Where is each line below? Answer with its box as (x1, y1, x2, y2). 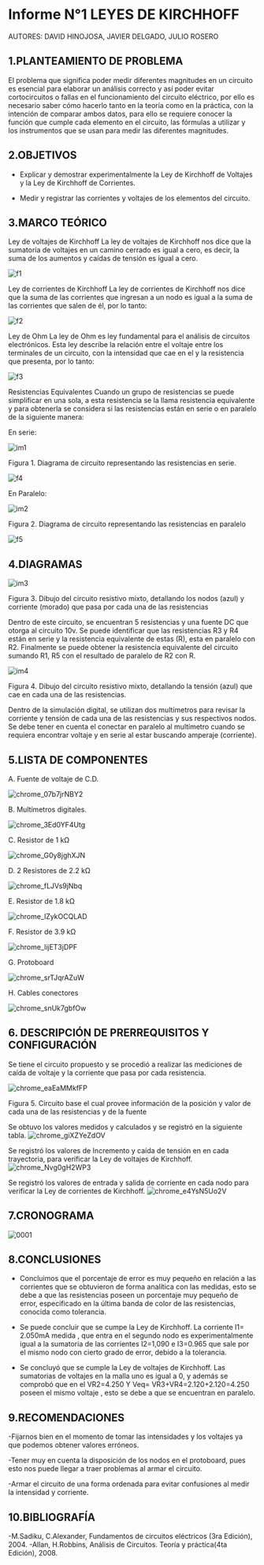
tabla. (8, 1130, 27, 1140)
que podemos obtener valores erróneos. (8, 1440, 139, 1450)
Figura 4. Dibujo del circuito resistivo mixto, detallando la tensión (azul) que (8, 682, 253, 691)
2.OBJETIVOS (8, 148, 77, 162)
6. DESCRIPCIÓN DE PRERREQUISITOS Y (8, 1026, 210, 1040)
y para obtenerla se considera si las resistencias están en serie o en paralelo (8, 404, 257, 413)
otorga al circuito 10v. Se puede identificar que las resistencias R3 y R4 (8, 626, 239, 636)
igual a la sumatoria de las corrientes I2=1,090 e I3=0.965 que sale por (19, 1339, 250, 1349)
